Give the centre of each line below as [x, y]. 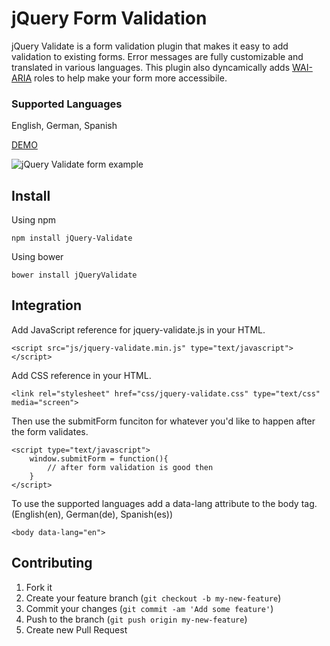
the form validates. [50, 431]
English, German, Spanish [64, 126]
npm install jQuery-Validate [72, 238]
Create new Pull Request [76, 629]
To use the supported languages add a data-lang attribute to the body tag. [164, 503]
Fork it [39, 587]
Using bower [37, 257]
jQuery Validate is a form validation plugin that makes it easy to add [150, 46]
